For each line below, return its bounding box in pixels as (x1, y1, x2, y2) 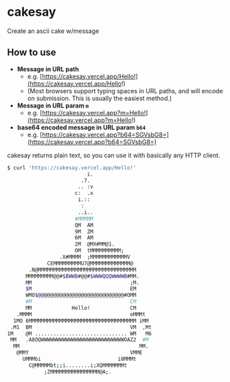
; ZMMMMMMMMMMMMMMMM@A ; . (43, 368, 112, 375)
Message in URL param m (16, 101, 89, 110)
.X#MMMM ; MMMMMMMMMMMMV (59, 254, 130, 261)
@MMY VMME (16, 349, 143, 357)
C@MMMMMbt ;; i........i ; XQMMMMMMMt (28, 361, 128, 369)
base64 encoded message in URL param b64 (16, 123, 146, 131)
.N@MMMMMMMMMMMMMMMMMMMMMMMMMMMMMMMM (28, 266, 137, 273)
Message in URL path (16, 64, 79, 73)
